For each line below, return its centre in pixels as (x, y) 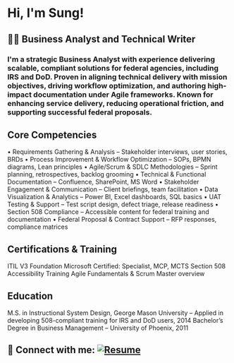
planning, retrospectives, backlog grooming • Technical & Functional (107, 174)
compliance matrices (38, 227)
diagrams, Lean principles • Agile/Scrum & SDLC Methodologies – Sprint (112, 167)
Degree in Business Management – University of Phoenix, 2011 (98, 328)
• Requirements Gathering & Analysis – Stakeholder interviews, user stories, (117, 152)
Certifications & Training (62, 249)
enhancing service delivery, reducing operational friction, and (116, 103)
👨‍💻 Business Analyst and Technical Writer (101, 39)
